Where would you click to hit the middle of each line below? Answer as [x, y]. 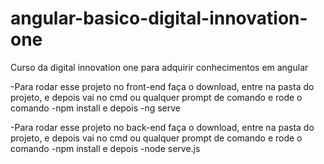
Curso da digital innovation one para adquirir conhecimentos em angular [159, 67]
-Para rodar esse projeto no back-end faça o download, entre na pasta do [162, 127]
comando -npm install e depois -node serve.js [105, 148]
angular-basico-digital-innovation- [159, 18]
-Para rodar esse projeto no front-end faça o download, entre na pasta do [162, 86]
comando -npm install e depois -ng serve [96, 108]
